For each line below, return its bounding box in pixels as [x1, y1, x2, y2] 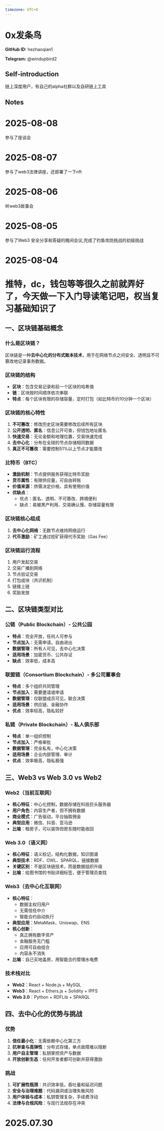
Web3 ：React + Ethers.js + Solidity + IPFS [12, 988, 98, 994]
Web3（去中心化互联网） [5, 883, 65, 890]
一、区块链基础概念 [5, 324, 63, 332]
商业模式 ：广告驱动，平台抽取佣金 [12, 814, 81, 820]
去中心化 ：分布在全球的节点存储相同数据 [12, 440, 94, 446]
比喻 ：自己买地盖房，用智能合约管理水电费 [12, 956, 98, 962]
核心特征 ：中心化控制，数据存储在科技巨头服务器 [12, 801, 111, 807]
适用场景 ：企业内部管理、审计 [12, 752, 72, 757]
